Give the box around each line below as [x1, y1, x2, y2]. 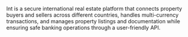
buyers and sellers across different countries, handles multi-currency [6, 11, 179, 18]
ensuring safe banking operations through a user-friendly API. [6, 24, 161, 31]
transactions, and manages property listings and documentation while [6, 18, 180, 24]
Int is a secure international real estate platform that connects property [6, 5, 183, 12]
